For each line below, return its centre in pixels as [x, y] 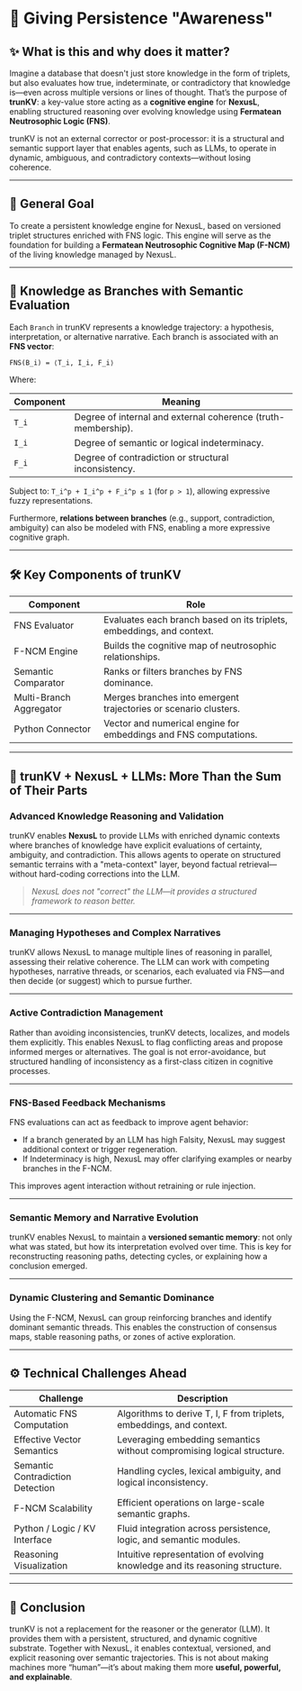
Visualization [41, 1566]
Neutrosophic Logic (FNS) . [60, 121]
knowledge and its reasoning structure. [199, 1566]
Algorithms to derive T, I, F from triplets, [200, 1414]
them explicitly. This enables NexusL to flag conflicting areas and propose [146, 1042]
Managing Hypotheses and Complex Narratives [115, 933]
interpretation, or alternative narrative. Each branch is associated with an [144, 336]
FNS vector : [32, 346]
